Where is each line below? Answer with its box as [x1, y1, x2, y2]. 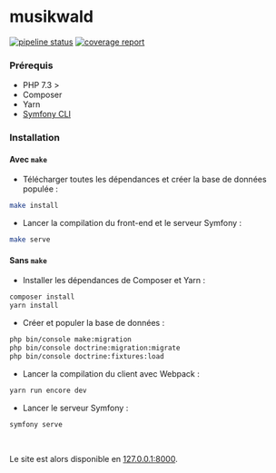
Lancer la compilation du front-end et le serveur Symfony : [22, 218, 242, 229]
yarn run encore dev [9, 386, 88, 395]
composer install [9, 292, 75, 301]
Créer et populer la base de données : [22, 318, 165, 329]
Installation [9, 132, 61, 144]
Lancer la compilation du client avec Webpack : [22, 368, 200, 379]
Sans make [9, 254, 47, 265]
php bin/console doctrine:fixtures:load [9, 351, 165, 360]
